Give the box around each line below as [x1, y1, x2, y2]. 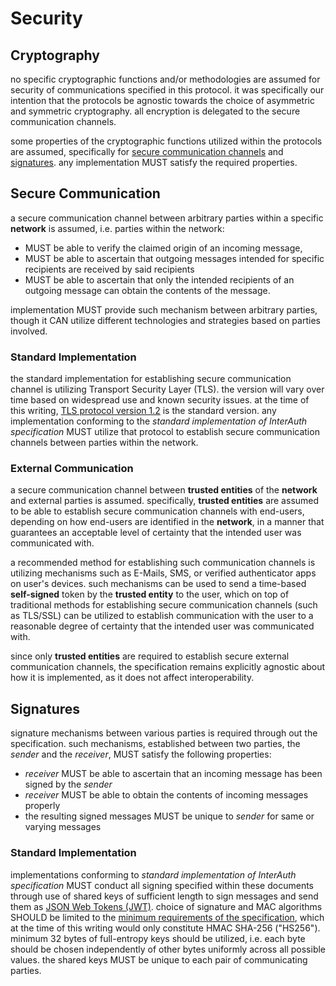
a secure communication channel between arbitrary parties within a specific [10, 212, 324, 224]
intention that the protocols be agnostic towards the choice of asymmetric [10, 95, 315, 106]
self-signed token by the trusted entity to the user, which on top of [10, 588, 290, 601]
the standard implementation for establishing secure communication [10, 373, 292, 385]
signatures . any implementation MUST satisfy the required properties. [10, 157, 298, 168]
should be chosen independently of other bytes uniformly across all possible [10, 943, 327, 955]
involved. [10, 325, 48, 337]
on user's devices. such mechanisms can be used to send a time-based [10, 578, 307, 590]
